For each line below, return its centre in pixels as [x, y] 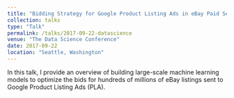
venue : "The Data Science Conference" [63, 40]
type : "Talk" [26, 26]
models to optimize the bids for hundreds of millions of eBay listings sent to [115, 79]
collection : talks [34, 20]
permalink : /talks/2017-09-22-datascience [70, 33]
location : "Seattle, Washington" [56, 53]
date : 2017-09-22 [32, 46]
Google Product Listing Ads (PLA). [56, 87]
